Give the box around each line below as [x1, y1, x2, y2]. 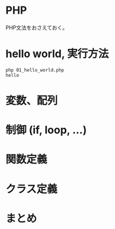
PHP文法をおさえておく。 [5, 24, 68, 31]
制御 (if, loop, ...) [5, 123, 87, 137]
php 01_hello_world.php [5, 67, 65, 73]
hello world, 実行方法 [5, 47, 109, 61]
